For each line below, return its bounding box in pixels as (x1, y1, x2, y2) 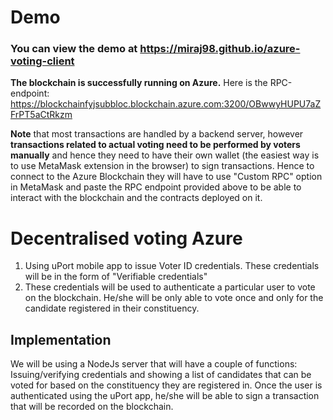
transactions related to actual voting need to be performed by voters (10, 139, 301, 151)
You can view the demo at (10, 42, 138, 56)
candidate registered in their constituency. (24, 302, 200, 315)
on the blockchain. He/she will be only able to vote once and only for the (24, 292, 324, 304)
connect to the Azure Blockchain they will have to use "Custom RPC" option (10, 171, 323, 183)
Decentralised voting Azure (10, 227, 243, 250)
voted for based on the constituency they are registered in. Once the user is (10, 379, 323, 391)
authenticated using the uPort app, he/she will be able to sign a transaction (10, 390, 320, 402)
